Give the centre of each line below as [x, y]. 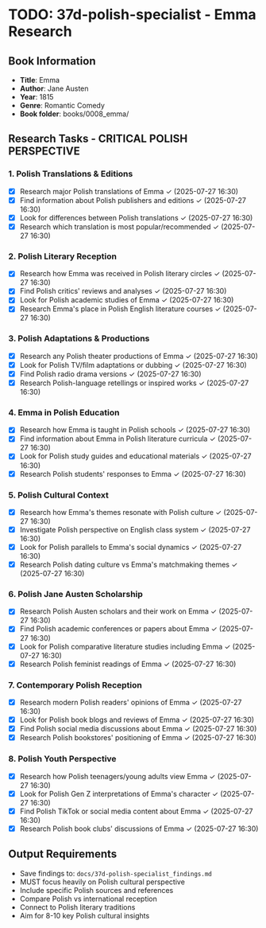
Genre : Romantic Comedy [62, 105]
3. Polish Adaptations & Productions [79, 338]
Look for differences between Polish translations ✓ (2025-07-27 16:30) [136, 217]
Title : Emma [40, 80]
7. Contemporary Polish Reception [75, 684]
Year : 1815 [37, 97]
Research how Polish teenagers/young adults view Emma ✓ [118, 776]
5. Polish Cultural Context [58, 495]
